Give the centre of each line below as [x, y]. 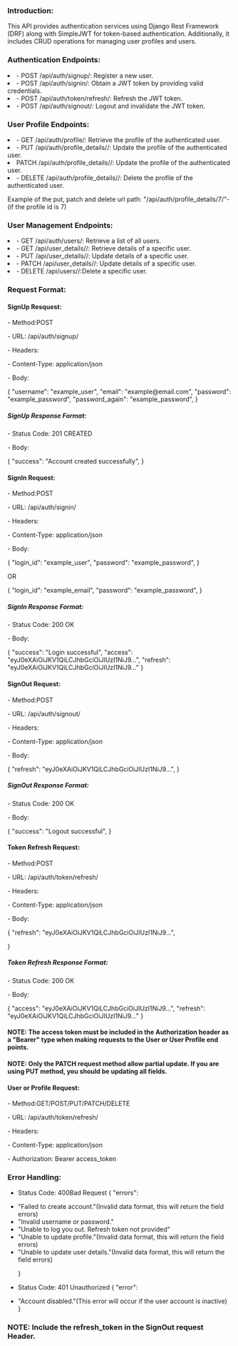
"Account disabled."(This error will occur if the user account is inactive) [123, 1301]
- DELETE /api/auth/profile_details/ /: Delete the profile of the [105, 178]
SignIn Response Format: [46, 607]
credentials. [25, 91]
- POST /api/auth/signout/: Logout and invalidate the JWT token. [111, 106]
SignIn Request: [31, 478]
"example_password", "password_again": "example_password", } [103, 399]
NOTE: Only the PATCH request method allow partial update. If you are [113, 1063]
